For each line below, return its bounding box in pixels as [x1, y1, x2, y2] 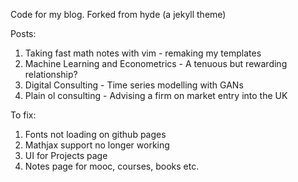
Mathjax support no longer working [24, 139, 170, 151]
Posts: [10, 28, 37, 39]
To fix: [10, 109, 37, 121]
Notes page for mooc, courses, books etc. [24, 160, 200, 172]
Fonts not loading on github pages [24, 129, 167, 140]
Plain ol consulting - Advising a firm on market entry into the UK [24, 90, 288, 101]
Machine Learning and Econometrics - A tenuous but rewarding [24, 58, 288, 69]
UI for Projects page [24, 150, 108, 161]
